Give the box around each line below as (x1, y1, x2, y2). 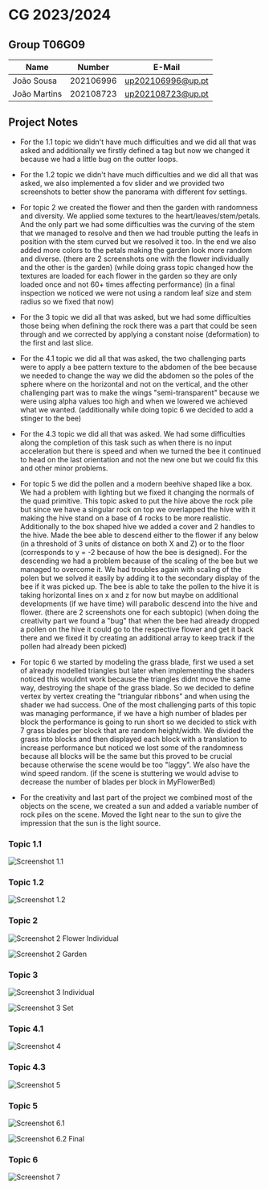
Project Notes (8, 115, 79, 130)
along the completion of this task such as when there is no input (19, 437, 232, 447)
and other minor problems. (19, 463, 108, 473)
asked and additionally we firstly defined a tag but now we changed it (19, 145, 251, 155)
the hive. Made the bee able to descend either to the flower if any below (19, 530, 259, 540)
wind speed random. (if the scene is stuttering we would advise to (19, 768, 239, 778)
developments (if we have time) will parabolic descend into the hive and (19, 599, 259, 608)
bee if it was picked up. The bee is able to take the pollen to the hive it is (19, 582, 259, 591)
